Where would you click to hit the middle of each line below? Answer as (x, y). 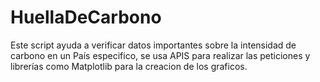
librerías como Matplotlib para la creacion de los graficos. (129, 66)
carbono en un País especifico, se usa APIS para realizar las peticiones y (160, 55)
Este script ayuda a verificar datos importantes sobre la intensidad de (153, 45)
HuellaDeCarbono (86, 17)
